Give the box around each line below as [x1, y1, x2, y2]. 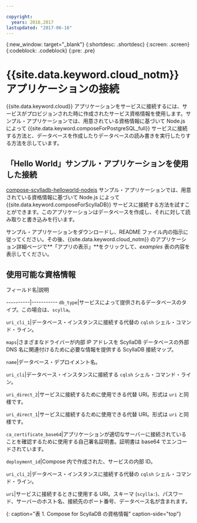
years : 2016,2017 [11, 19, 54, 25]
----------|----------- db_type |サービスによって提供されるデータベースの [6, 298, 182, 305]
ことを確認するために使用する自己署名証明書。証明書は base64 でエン [6, 438, 177, 445]
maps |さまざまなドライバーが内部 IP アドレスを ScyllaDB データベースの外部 [6, 338, 189, 346]
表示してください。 [6, 251, 53, 258]
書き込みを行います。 [26, 216, 78, 223]
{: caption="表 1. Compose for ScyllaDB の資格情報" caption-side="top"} [6, 510, 181, 517]
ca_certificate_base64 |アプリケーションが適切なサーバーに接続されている [6, 430, 187, 438]
